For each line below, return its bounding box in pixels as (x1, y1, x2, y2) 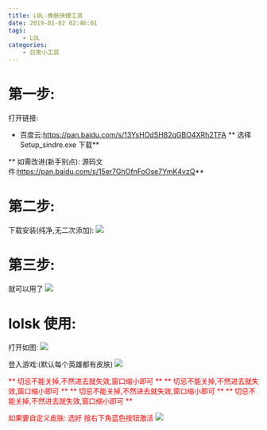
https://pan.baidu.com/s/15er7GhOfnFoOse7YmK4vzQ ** (17, 166, 204, 176)
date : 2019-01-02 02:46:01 (8, 19, 98, 27)
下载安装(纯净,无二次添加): (8, 225, 95, 234)
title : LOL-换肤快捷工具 (8, 11, 83, 20)
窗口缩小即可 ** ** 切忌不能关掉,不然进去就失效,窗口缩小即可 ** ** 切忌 (17, 386, 249, 396)
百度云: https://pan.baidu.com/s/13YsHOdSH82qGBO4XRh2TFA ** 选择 (19, 130, 252, 139)
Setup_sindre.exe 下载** (19, 140, 99, 149)
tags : (8, 26, 26, 34)
